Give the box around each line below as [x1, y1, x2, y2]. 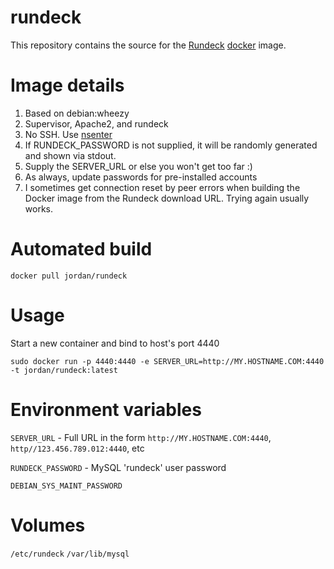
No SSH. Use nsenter [24, 128, 113, 140]
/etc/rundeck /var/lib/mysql [10, 549, 130, 559]
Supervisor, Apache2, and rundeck [24, 117, 169, 130]
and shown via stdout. [24, 149, 117, 161]
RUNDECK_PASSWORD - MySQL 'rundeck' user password [10, 461, 227, 473]
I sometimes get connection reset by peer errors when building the [24, 181, 301, 193]
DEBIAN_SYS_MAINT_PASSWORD [10, 481, 123, 491]
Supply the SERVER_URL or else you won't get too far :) [24, 160, 253, 172]
